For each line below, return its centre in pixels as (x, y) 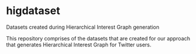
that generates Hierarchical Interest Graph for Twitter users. (79, 45)
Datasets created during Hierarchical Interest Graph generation (83, 27)
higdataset (33, 11)
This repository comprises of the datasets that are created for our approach (98, 38)
